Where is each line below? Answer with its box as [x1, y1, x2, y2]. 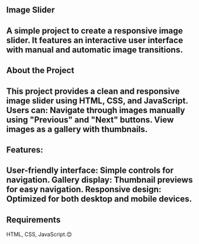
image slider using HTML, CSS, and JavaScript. [6, 96, 188, 106]
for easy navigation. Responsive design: [6, 184, 162, 195]
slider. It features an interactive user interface [6, 35, 183, 45]
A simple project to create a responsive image [6, 26, 183, 36]
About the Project [6, 65, 75, 75]
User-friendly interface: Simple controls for [6, 166, 174, 176]
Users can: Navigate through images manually [6, 105, 185, 115]
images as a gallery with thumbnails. [6, 124, 148, 134]
